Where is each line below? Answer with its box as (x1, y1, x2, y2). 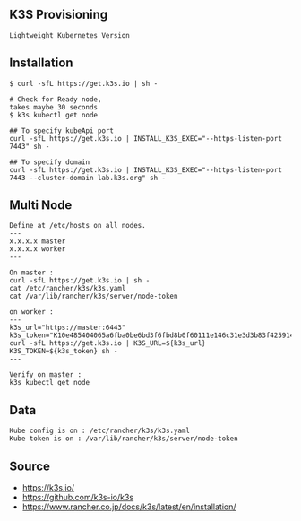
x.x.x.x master (9, 237, 66, 246)
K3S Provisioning (9, 7, 108, 22)
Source (9, 458, 51, 473)
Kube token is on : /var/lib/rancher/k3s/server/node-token (9, 434, 239, 443)
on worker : (9, 308, 54, 317)
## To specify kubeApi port (9, 126, 115, 135)
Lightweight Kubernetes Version (9, 30, 130, 39)
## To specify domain (9, 157, 90, 167)
